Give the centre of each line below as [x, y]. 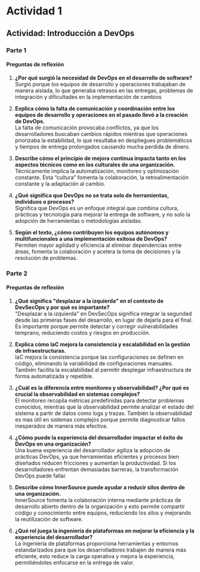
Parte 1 [16, 50]
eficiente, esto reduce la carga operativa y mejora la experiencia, [95, 556]
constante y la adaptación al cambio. [60, 183]
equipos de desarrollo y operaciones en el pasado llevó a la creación [101, 114]
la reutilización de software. [49, 519]
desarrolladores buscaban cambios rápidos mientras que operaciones [101, 134]
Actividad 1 [34, 11]
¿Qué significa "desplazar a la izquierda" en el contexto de [89, 301]
